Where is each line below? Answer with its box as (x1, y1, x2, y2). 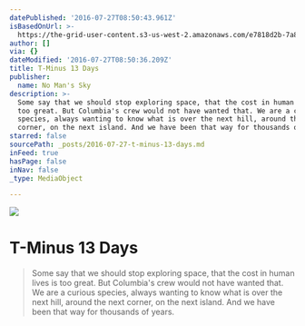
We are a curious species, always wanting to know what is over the (31, 287, 283, 298)
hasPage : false (9, 156, 67, 166)
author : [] (9, 38, 51, 48)
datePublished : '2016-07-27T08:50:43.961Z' (9, 13, 177, 23)
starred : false (9, 132, 67, 141)
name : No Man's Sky (17, 81, 92, 90)
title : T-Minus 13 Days (9, 64, 100, 74)
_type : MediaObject (9, 173, 84, 183)
